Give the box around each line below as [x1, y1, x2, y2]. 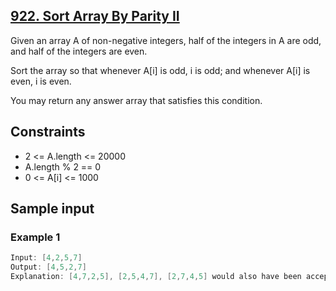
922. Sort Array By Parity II [10, 8, 180, 25]
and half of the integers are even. [10, 45, 148, 57]
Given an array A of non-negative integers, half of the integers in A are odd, [10, 34, 322, 46]
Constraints [10, 124, 86, 141]
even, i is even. [10, 75, 72, 87]
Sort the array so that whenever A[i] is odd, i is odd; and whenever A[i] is [10, 64, 311, 76]
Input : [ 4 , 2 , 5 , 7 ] [10, 253, 83, 263]
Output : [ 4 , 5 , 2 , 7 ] [10, 262, 87, 273]
